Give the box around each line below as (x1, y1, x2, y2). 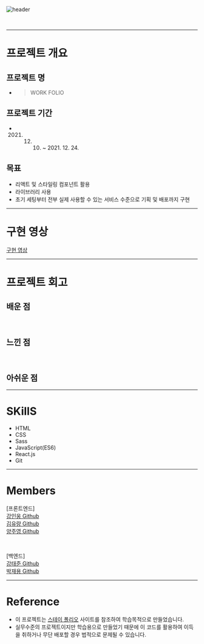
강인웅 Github (6, 513, 39, 520)
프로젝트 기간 (6, 108, 53, 119)
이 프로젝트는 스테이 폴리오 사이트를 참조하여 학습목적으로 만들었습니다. (15, 616, 184, 623)
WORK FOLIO (30, 89, 64, 96)
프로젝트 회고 (6, 275, 68, 289)
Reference (6, 595, 59, 609)
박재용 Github (6, 567, 39, 575)
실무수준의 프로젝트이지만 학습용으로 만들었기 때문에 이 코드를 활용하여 (15, 623, 183, 631)
